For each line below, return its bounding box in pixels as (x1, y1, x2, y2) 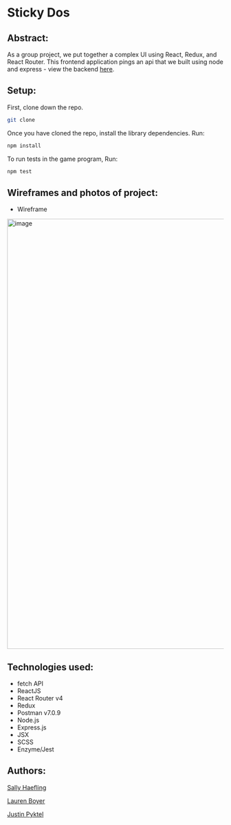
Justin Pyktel (7, 810, 44, 818)
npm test (7, 168, 32, 175)
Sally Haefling (7, 783, 47, 791)
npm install (7, 142, 41, 149)
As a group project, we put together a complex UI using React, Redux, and (7, 50, 217, 58)
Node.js (16, 716, 40, 725)
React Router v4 (16, 694, 63, 703)
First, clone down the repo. (7, 103, 84, 111)
